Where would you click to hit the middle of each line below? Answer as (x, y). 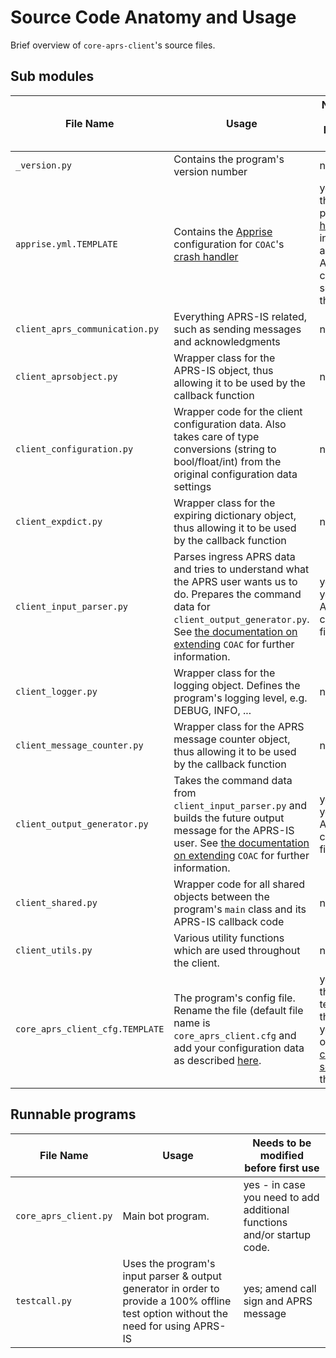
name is (192, 1023)
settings (192, 486)
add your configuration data (239, 1048)
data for (192, 606)
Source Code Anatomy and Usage (153, 17)
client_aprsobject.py (66, 376)
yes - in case (274, 1184)
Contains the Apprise (223, 231)
